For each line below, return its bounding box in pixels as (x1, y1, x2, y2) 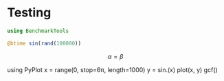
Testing (7, 5, 52, 21)
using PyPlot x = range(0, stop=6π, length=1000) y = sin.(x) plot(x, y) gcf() (7, 65, 218, 73)
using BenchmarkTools (7, 27, 69, 34)
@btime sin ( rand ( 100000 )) (7, 40, 81, 47)
